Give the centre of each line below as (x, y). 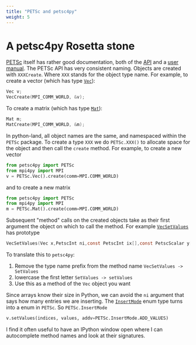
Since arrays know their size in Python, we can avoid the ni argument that (95, 295)
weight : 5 (18, 17)
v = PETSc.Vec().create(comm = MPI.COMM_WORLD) (62, 176)
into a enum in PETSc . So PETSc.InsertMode (57, 307)
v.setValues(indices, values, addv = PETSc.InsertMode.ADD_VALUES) (87, 318)
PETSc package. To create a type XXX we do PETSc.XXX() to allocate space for (98, 142)
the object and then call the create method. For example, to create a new (94, 148)
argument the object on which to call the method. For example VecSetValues (97, 226)
